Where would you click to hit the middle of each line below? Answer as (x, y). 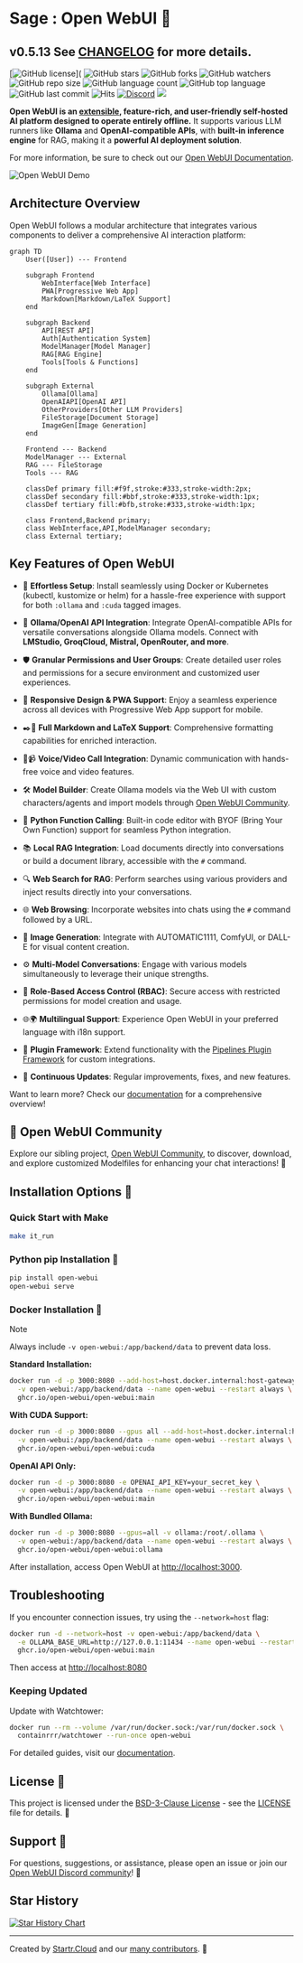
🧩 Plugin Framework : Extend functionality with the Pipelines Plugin (147, 1049)
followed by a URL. (57, 919)
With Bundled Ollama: (51, 1517)
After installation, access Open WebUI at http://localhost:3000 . (126, 1566)
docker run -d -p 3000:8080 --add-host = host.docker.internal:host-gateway (153, 1381)
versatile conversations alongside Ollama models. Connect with (140, 632)
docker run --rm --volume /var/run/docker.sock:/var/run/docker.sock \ (147, 1727)
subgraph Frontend (60, 275)
